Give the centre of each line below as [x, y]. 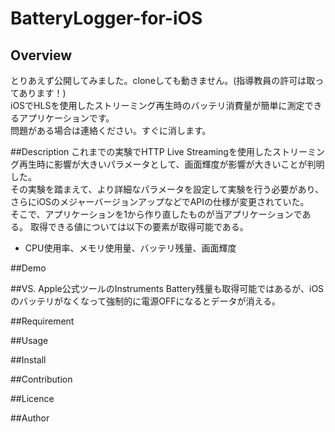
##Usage [29, 340]
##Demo [28, 268]
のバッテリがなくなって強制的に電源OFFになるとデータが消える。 [146, 301]
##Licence [32, 398]
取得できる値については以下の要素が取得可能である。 [139, 226]
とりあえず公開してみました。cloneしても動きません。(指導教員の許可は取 [163, 80]
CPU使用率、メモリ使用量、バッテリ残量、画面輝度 [130, 248]
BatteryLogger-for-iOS [106, 18]
